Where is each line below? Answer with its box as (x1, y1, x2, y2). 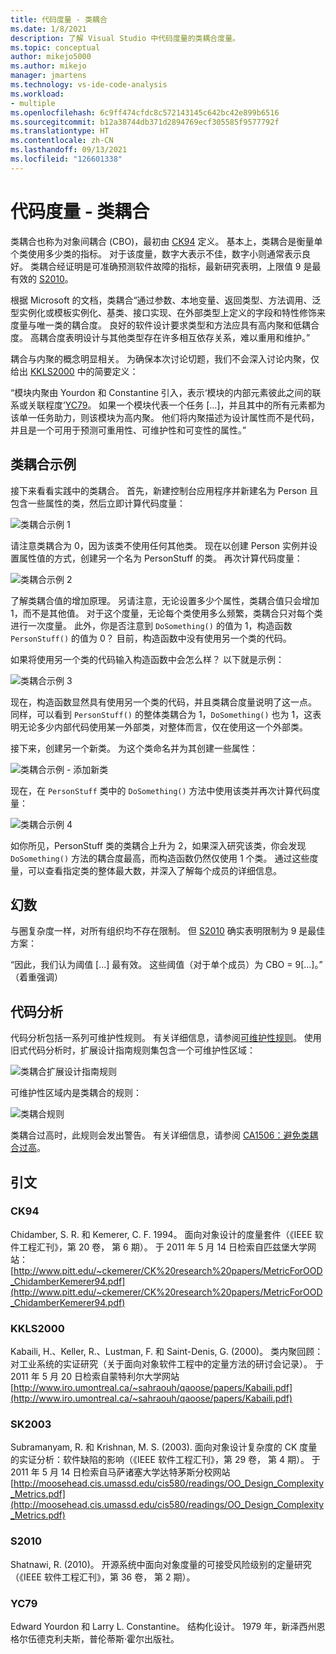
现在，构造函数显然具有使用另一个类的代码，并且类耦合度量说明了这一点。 (10, 696, 317, 708)
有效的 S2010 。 (10, 272, 74, 285)
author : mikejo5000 (10, 52, 92, 62)
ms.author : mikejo (10, 61, 87, 71)
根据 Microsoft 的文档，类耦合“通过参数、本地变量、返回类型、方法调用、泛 (10, 294, 322, 306)
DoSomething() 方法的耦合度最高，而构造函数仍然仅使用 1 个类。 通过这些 (10, 852, 310, 864)
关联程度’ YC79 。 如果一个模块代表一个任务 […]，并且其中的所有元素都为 (27, 399, 326, 411)
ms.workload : (10, 89, 65, 99)
